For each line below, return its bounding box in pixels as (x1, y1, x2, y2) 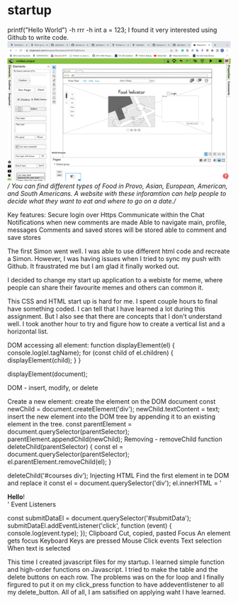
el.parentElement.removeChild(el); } (7, 457, 112, 466)
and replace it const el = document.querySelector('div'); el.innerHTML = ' (7, 478, 222, 487)
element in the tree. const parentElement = (7, 419, 132, 428)
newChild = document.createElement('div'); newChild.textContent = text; (7, 404, 220, 413)
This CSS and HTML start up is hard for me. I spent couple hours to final (7, 297, 218, 305)
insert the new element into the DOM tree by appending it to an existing (7, 412, 216, 421)
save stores (7, 233, 41, 241)
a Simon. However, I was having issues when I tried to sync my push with (7, 254, 221, 262)
